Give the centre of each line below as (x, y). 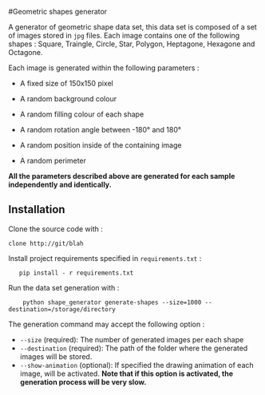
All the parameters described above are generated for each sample (122, 176)
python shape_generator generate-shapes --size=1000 (112, 302)
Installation (37, 209)
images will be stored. (56, 356)
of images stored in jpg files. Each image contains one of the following (124, 36)
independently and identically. (60, 184)
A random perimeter (53, 160)
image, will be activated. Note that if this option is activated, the (127, 373)
